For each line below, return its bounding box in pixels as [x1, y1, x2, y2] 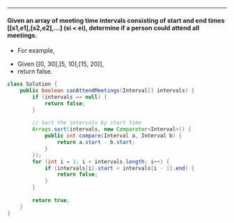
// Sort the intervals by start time [32, 119, 141, 126]
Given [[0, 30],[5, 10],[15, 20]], [17, 60, 104, 68]
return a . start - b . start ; [56, 139, 136, 146]
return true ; [32, 197, 70, 204]
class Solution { [7, 81, 58, 88]
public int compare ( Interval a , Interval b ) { [44, 133, 182, 140]
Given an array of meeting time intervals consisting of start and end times [7, 16, 225, 24]
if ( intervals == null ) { [32, 93, 108, 101]
